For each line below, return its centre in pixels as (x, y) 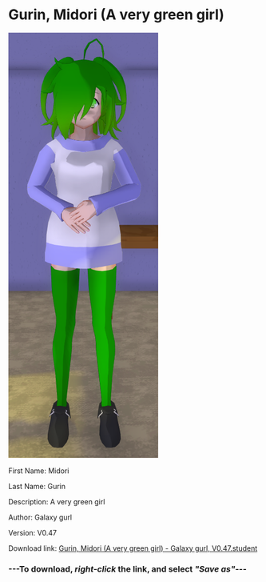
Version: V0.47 (33, 532)
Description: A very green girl (57, 501)
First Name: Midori (39, 471)
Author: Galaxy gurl (40, 517)
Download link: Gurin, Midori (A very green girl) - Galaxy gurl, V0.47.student (133, 548)
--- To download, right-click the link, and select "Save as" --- (128, 568)
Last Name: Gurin (37, 486)
